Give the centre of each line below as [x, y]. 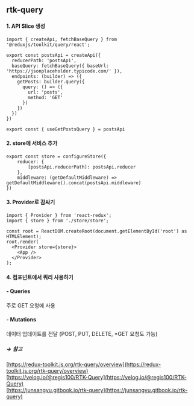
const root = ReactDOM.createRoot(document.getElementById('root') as [97, 231]
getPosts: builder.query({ [51, 82]
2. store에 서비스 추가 [32, 143]
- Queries [18, 291]
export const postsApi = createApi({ [54, 55]
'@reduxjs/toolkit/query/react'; [48, 45]
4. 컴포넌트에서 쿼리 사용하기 [40, 277]
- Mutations [21, 320]
